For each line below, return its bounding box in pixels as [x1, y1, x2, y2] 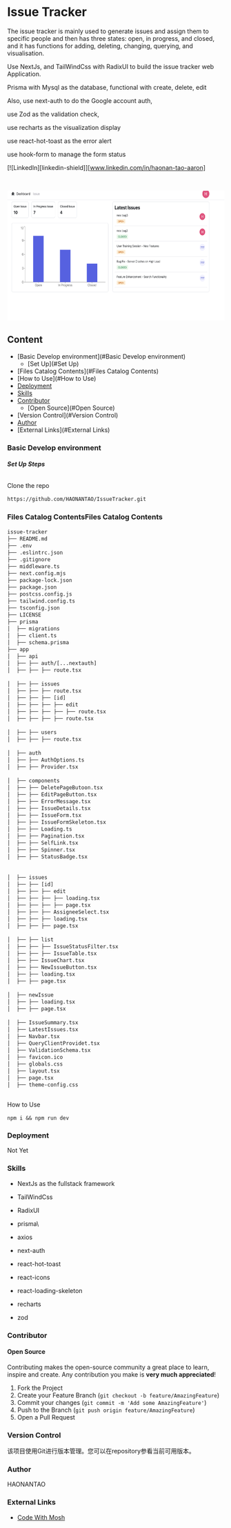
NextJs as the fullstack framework [17, 1179, 115, 1187]
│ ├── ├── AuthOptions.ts [7, 757, 85, 764]
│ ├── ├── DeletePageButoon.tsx [7, 784, 103, 791]
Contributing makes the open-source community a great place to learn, [7, 1363, 210, 1371]
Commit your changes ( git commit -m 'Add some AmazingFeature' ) [17, 1398, 207, 1406]
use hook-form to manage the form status [7, 150, 126, 158]
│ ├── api [7, 653, 39, 660]
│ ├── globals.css [7, 1061, 63, 1068]
